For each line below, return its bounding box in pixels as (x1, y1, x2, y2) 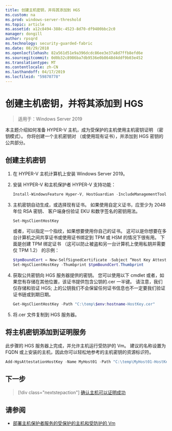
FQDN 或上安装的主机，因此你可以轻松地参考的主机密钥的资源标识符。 (5, 349, 154, 355)
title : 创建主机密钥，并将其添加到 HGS (5, 7, 80, 13)
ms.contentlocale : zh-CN (5, 65, 58, 70)
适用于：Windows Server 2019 (17, 116, 83, 122)
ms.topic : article (5, 22, 45, 27)
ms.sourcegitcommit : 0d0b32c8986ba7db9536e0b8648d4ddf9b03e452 (5, 55, 143, 60)
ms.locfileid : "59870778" (5, 74, 60, 79)
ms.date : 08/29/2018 (5, 46, 50, 51)
